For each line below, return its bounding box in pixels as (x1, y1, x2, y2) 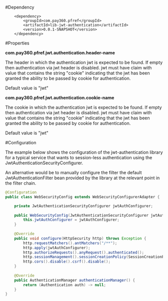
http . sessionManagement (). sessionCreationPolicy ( (23, 255, 128, 260)
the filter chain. (5, 180, 36, 186)
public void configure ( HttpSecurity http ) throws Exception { (14, 236, 146, 241)
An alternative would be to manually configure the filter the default (5, 170, 142, 175)
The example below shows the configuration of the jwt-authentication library (5, 149, 163, 155)
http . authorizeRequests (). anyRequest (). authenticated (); (23, 250, 144, 255)
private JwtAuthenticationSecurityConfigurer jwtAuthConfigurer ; (14, 203, 153, 209)
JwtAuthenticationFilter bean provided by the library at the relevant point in (5, 175, 160, 181)
